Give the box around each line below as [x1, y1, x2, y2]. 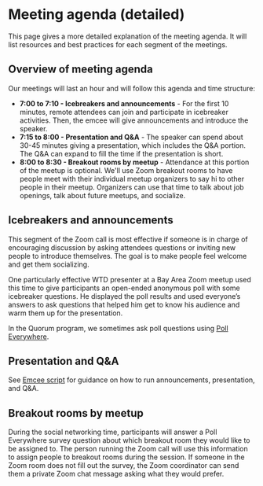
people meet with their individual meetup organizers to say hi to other [19, 174, 245, 183]
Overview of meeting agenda [8, 63, 153, 76]
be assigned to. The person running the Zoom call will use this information [8, 444, 249, 454]
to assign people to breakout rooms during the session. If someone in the [8, 452, 245, 462]
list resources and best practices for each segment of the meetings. [8, 39, 228, 49]
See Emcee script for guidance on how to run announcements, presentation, [8, 375, 255, 385]
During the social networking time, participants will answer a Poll [8, 427, 217, 437]
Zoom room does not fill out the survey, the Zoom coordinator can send [8, 461, 239, 470]
